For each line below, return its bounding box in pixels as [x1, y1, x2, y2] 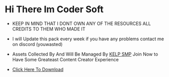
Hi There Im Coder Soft [5, 4, 104, 15]
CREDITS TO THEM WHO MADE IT [12, 25, 86, 32]
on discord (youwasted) [12, 41, 63, 47]
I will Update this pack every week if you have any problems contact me [12, 36, 164, 42]
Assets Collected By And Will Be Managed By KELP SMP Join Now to [12, 51, 158, 57]
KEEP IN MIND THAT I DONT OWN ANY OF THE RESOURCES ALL [12, 20, 151, 27]
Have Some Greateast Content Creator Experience [12, 56, 119, 62]
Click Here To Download [12, 66, 64, 72]
